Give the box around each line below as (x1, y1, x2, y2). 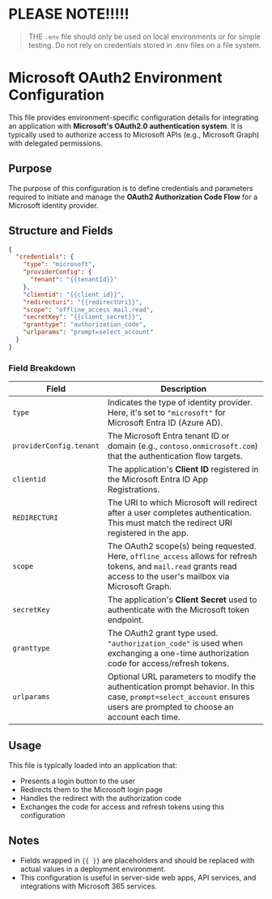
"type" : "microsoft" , (23, 261, 96, 269)
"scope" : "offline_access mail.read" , (23, 305, 154, 314)
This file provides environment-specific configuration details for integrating (8, 112, 259, 122)
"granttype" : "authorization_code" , (23, 320, 147, 329)
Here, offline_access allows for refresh (107, 551, 257, 562)
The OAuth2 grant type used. (107, 628, 219, 639)
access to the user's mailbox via (107, 571, 230, 583)
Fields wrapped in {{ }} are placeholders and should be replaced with (19, 855, 255, 865)
